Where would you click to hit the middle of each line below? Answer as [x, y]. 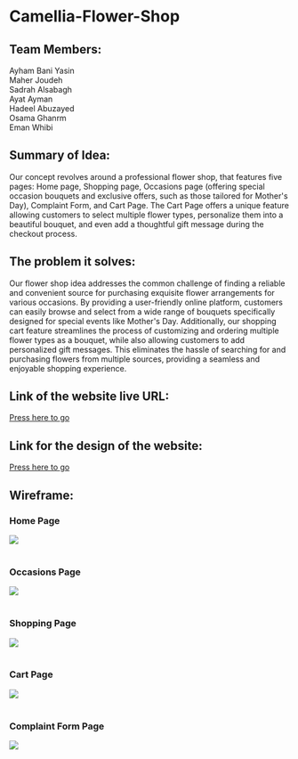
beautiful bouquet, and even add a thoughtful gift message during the [137, 224]
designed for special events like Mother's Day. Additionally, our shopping [143, 321]
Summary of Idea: [60, 155]
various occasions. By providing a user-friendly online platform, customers [146, 302]
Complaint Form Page [57, 726]
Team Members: [56, 49]
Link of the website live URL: [89, 397]
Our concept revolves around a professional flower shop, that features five [146, 176]
